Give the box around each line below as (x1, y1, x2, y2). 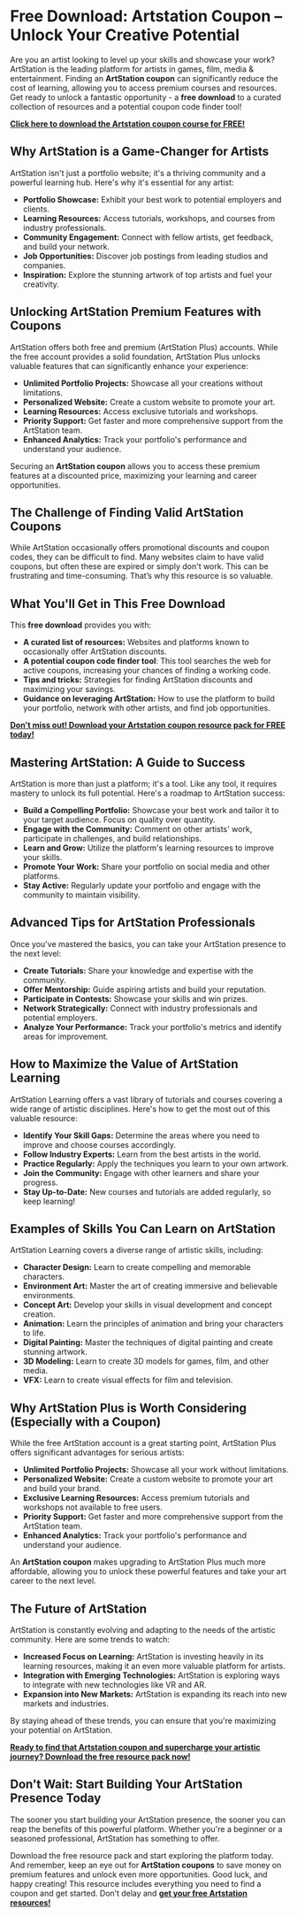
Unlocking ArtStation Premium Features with (10, 304, 262, 319)
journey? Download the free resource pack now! (10, 1751, 191, 1762)
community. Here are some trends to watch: (10, 1635, 171, 1645)
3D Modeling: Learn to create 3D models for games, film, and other (22, 1356, 270, 1366)
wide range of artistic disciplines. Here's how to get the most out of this (10, 1104, 270, 1114)
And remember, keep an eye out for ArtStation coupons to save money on (10, 1859, 282, 1870)
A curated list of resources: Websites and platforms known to (22, 637, 250, 648)
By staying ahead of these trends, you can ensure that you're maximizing (10, 1715, 277, 1727)
